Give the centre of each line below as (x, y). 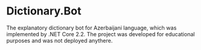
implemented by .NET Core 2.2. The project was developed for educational (101, 34)
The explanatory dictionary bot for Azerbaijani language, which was (92, 28)
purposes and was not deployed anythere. (60, 40)
